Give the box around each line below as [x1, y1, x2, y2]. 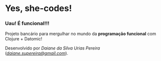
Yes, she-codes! [5, 3, 72, 14]
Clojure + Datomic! [5, 36, 43, 42]
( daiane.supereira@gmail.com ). [5, 50, 69, 56]
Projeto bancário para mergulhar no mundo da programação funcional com [5, 31, 156, 37]
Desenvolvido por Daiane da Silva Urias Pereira [5, 45, 100, 51]
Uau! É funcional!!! [5, 20, 50, 27]
